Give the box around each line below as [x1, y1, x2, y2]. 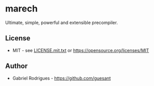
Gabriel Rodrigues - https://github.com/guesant [12, 75, 111, 81]
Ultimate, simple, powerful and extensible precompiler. [5, 19, 118, 25]
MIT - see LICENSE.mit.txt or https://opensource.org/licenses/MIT [12, 47, 149, 53]
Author [5, 62, 28, 70]
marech [5, 3, 38, 14]
